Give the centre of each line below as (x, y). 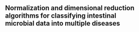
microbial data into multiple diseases (63, 23)
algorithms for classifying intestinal (61, 16)
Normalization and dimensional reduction (70, 8)
